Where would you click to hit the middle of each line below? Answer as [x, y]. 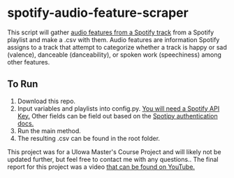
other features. [29, 62]
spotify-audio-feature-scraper [98, 13]
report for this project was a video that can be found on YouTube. [101, 167]
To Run [23, 84]
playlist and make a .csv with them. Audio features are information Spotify [114, 39]
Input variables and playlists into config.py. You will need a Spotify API [118, 108]
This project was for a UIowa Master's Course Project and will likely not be [114, 151]
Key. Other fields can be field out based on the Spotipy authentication [117, 116]
